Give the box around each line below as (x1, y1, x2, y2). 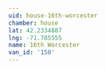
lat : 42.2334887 (8, 26, 62, 34)
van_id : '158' (8, 48, 56, 56)
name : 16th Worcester (8, 41, 80, 49)
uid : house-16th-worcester (8, 11, 98, 20)
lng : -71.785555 (8, 33, 62, 42)
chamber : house (8, 19, 59, 27)
